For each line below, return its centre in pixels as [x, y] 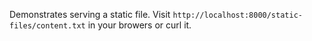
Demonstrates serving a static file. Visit [90, 14]
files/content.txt [47, 26]
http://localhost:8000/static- [237, 15]
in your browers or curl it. [139, 25]
